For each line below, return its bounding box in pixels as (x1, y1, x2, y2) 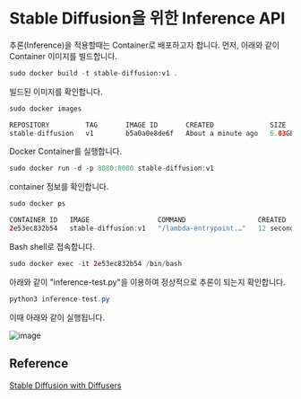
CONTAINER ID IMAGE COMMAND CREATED (9, 216, 287, 225)
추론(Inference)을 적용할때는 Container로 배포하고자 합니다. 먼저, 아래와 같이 (9, 40, 280, 50)
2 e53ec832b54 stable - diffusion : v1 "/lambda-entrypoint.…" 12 (9, 224, 267, 234)
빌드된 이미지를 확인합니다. (9, 86, 103, 97)
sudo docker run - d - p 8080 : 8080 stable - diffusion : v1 (9, 164, 215, 173)
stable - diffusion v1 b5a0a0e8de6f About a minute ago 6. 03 (9, 129, 287, 137)
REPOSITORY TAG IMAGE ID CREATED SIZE (9, 120, 287, 129)
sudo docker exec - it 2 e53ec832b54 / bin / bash (9, 259, 182, 268)
